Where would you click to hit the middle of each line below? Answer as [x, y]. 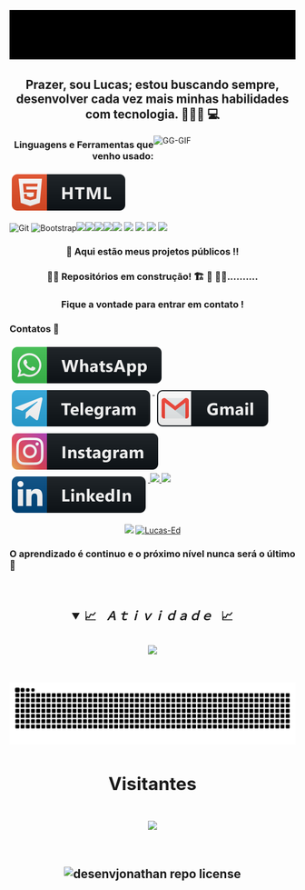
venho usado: [123, 155]
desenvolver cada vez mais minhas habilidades [152, 99]
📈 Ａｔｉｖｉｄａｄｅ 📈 [159, 616]
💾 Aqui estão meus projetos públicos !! [152, 252]
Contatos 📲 [34, 328]
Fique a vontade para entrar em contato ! [152, 305]
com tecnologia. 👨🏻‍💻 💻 [152, 114]
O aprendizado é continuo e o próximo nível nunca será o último [152, 554]
